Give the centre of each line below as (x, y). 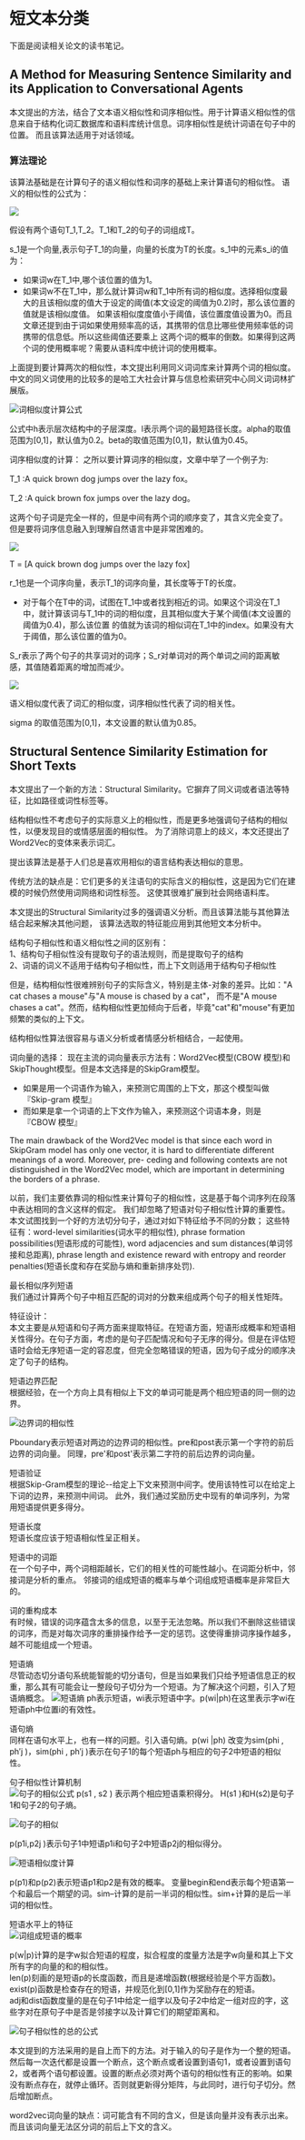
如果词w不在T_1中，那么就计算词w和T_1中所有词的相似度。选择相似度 (151, 291)
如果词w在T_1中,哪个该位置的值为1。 (89, 280)
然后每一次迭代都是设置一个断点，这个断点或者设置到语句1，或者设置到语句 (150, 2062)
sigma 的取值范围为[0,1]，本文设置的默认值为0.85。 (105, 723)
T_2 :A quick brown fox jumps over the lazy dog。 (102, 498)
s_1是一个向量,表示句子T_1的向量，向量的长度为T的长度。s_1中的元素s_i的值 (149, 249)
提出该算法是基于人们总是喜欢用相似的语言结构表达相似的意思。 (128, 861)
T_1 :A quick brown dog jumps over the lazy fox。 (101, 479)
